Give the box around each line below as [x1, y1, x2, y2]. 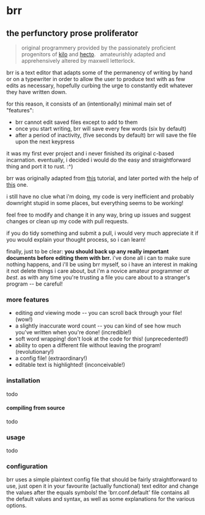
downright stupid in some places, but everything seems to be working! [6, 200, 184, 206]
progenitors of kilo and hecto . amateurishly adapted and [21, 51, 166, 58]
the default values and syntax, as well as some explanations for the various [6, 495, 195, 503]
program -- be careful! [6, 280, 63, 287]
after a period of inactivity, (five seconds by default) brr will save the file [15, 132, 197, 139]
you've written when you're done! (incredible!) [15, 329, 132, 336]
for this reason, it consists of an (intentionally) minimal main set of [6, 100, 172, 107]
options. [6, 502, 27, 510]
